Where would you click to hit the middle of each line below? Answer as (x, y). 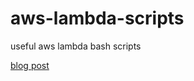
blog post (30, 65)
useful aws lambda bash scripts (76, 46)
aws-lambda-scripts (97, 18)
